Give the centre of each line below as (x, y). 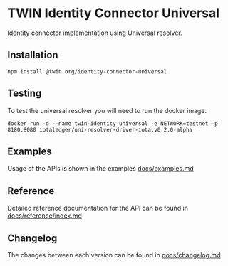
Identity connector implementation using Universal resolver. (95, 33)
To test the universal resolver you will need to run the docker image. (107, 110)
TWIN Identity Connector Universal (113, 13)
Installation (33, 55)
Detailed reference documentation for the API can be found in (98, 208)
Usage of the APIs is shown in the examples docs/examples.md (100, 169)
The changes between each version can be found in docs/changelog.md (114, 255)
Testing (25, 94)
